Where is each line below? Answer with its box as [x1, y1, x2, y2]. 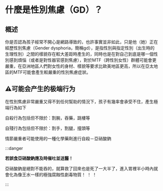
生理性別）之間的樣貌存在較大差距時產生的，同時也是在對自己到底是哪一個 [5, 51, 154, 57]
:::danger [5, 145, 23, 151]
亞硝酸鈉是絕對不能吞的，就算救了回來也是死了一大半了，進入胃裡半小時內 [5, 165, 154, 171]
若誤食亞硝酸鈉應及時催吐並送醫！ [5, 155, 73, 161]
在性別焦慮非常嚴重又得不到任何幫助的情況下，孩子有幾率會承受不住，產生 [5, 98, 154, 104]
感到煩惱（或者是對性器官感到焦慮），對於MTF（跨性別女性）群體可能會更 [9, 57, 157, 63]
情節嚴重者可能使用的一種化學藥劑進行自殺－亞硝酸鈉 [5, 135, 112, 141]
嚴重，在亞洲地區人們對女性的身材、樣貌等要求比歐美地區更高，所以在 [5, 64, 146, 69]
